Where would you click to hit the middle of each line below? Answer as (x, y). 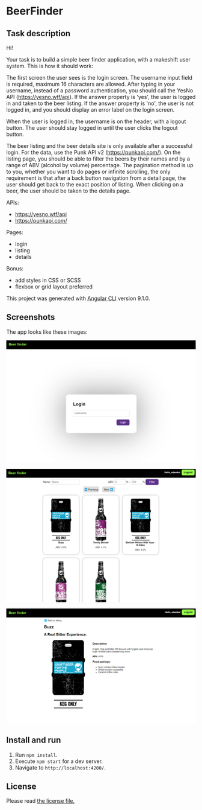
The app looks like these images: (47, 332)
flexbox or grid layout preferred (54, 287)
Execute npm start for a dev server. (59, 761)
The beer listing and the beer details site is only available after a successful (99, 146)
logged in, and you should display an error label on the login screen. (90, 110)
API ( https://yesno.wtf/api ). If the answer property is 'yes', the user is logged (101, 97)
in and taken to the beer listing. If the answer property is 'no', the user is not (100, 103)
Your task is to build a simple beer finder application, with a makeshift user (99, 59)
